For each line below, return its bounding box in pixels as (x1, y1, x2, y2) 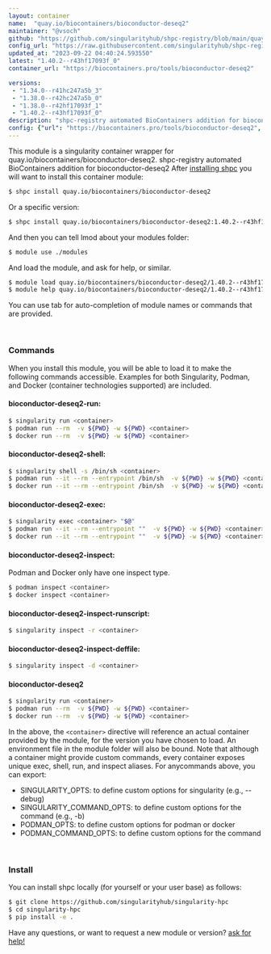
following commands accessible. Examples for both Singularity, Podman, (8, 372, 250, 381)
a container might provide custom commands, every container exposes (8, 752, 245, 762)
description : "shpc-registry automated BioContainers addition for (8, 116, 240, 125)
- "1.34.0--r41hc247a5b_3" (11, 86, 103, 95)
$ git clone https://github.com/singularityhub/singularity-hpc (8, 898, 229, 906)
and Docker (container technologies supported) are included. (8, 380, 212, 390)
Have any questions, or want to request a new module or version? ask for (8, 927, 252, 937)
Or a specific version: (8, 202, 80, 212)
